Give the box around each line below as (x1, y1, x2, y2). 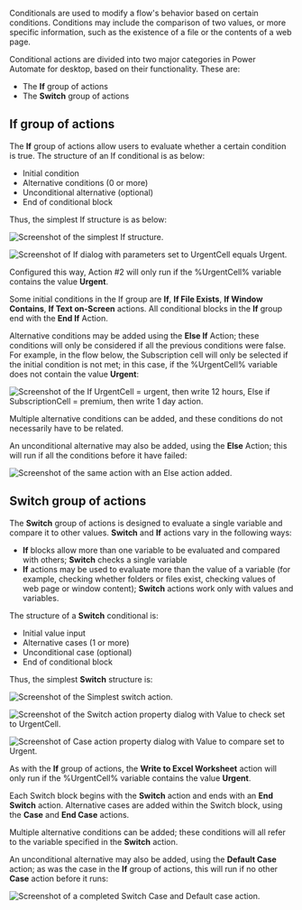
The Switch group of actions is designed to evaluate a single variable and (9, 517, 283, 528)
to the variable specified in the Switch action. (9, 836, 178, 847)
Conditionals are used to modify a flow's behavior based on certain (9, 8, 259, 18)
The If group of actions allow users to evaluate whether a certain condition (9, 140, 287, 152)
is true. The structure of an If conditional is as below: (9, 150, 206, 161)
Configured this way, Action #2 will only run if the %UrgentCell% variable (9, 266, 282, 277)
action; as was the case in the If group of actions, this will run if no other (9, 863, 278, 874)
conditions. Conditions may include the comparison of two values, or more (9, 17, 287, 28)
